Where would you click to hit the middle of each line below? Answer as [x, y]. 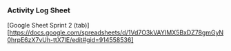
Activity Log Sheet [39, 10]
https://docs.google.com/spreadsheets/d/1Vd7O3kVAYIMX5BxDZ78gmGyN [117, 32]
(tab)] [81, 25]
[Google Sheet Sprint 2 [40, 25]
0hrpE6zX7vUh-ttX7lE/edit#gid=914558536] [70, 40]
